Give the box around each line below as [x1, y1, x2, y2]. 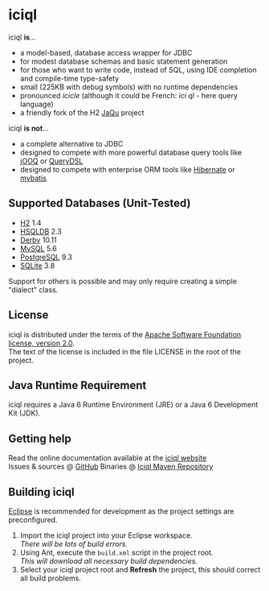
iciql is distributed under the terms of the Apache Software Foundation [8, 329, 242, 339]
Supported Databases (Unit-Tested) [8, 196, 191, 210]
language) [19, 99, 54, 109]
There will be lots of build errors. [19, 539, 128, 548]
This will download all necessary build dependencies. [19, 556, 198, 565]
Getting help [8, 432, 71, 445]
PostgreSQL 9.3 [19, 252, 72, 262]
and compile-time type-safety [19, 73, 120, 83]
